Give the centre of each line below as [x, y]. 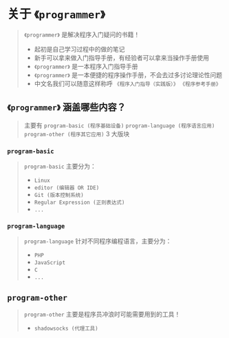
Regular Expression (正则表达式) [79, 203]
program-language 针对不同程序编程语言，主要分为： [98, 241]
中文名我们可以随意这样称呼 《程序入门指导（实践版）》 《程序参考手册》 [128, 83]
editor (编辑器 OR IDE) [67, 188]
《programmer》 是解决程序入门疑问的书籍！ [82, 34]
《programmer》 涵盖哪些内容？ [66, 107]
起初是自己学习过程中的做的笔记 [79, 49]
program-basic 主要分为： [60, 167]
